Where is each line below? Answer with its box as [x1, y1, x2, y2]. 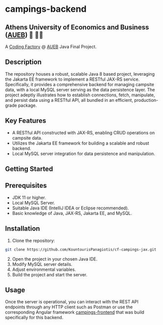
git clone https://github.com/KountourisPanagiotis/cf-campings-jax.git [5, 247, 157, 252]
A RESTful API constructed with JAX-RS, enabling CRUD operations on [12, 129, 155, 136]
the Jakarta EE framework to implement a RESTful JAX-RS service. [5, 76, 140, 82]
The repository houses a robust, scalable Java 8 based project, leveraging [5, 71, 155, 77]
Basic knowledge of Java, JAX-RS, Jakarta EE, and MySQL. [12, 210, 132, 216]
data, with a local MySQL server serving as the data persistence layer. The [5, 87, 155, 92]
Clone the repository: [12, 237, 55, 243]
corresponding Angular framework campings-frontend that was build [5, 309, 144, 315]
